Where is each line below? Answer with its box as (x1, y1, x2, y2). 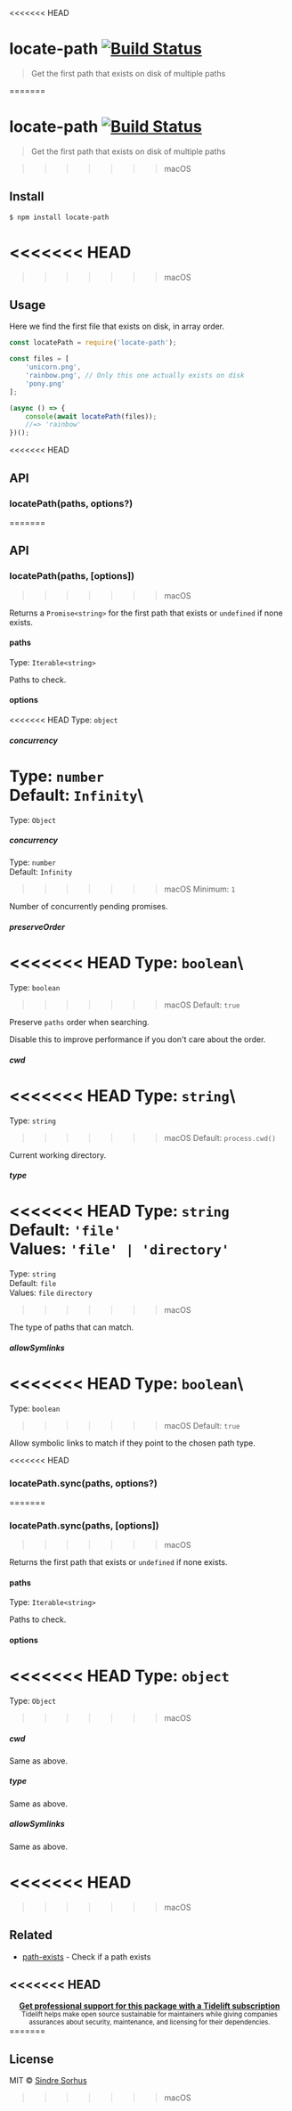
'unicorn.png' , (25, 363, 82, 372)
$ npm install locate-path (9, 213, 109, 222)
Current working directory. (9, 1149, 107, 1161)
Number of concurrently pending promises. (9, 901, 168, 912)
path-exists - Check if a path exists (21, 1951, 151, 1962)
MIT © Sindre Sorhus (9, 2075, 87, 2086)
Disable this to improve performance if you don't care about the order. (9, 1034, 266, 1045)
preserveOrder (9, 922, 65, 933)
